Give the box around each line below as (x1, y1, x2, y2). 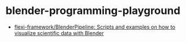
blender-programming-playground (5, 4, 181, 17)
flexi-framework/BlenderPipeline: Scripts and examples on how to (14, 23, 176, 30)
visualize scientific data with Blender (14, 29, 105, 36)
